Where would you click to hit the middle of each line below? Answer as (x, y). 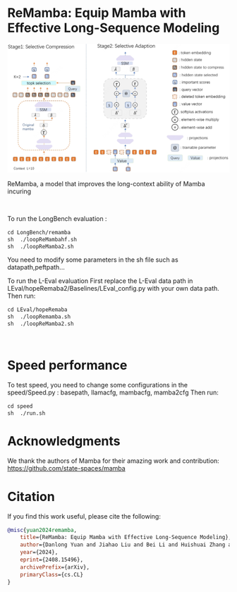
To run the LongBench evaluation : (57, 218)
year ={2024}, (39, 552)
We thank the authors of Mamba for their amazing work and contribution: (114, 461)
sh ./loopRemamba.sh (39, 316)
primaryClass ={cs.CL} (51, 574)
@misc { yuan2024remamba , (42, 530)
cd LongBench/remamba (39, 232)
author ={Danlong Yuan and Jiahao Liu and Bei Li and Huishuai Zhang (123, 545)
